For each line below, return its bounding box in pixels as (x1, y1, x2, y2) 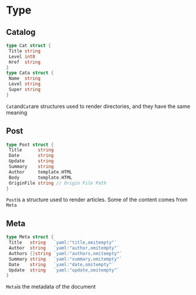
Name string (8, 76, 41, 81)
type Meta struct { (6, 234, 54, 240)
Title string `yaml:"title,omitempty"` (8, 240, 117, 245)
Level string (8, 81, 41, 87)
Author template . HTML (8, 169, 72, 175)
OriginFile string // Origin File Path (8, 180, 107, 186)
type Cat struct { (6, 42, 51, 48)
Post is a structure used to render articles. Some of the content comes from (6, 196, 188, 204)
